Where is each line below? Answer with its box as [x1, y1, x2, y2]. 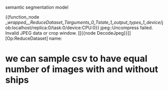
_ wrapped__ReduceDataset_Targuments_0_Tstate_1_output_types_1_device [5, 20, 161, 25]
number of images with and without [5, 64, 158, 75]
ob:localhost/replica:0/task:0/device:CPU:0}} [5, 25, 100, 31]
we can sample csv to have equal [5, 53, 148, 64]
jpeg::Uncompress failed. [100, 25, 153, 31]
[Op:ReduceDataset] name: [5, 35, 62, 41]
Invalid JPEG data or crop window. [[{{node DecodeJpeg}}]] [5, 30, 131, 36]
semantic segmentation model [5, 5, 69, 10]
